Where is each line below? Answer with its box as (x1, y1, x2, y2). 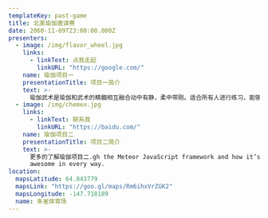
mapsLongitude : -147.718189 (15, 189, 109, 198)
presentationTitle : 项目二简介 (22, 137, 121, 146)
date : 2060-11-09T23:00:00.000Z (8, 26, 116, 34)
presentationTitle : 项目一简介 (22, 78, 121, 86)
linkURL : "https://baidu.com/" (37, 123, 141, 131)
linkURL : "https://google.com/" (37, 64, 145, 72)
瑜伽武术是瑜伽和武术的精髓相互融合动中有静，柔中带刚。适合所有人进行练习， (29, 93, 250, 101)
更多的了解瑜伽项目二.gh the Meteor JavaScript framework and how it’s (29, 153, 261, 161)
